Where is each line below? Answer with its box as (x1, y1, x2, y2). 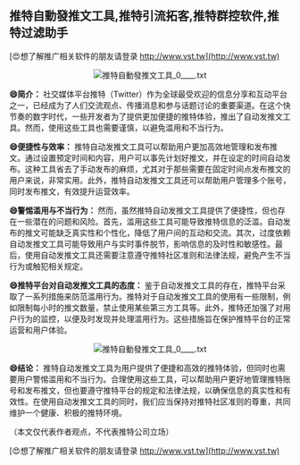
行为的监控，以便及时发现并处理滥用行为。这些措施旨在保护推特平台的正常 (16, 313, 291, 324)
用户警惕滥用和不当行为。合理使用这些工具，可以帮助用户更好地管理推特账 (16, 374, 291, 385)
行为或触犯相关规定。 (9, 260, 87, 271)
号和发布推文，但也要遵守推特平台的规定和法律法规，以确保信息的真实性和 (9, 385, 283, 395)
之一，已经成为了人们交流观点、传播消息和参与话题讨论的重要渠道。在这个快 (9, 99, 291, 110)
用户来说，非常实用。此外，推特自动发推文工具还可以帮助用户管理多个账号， (9, 174, 291, 185)
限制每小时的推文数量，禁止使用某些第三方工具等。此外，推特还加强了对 (16, 302, 283, 313)
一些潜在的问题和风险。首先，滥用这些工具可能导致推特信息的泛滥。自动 (16, 216, 283, 226)
